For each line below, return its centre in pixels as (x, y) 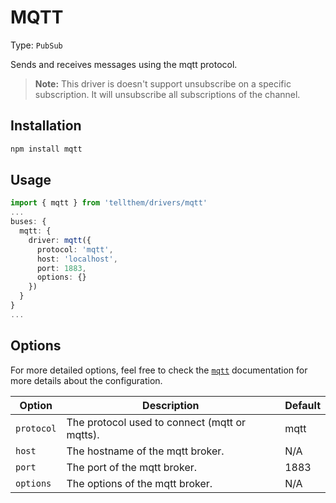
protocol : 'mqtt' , (75, 249)
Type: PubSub (36, 45)
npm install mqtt (46, 149)
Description (171, 405)
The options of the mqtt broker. (139, 483)
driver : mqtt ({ (60, 240)
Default (302, 405)
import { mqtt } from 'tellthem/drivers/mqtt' (109, 203)
